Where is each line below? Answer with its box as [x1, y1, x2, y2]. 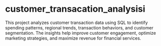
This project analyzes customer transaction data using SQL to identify [5, 20, 148, 25]
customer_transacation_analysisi [5, 3, 146, 15]
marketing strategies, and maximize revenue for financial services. [5, 35, 142, 41]
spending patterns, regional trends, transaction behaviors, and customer [5, 24, 154, 30]
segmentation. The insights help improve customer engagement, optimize [5, 30, 157, 36]
